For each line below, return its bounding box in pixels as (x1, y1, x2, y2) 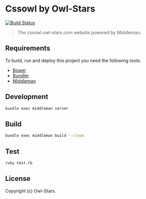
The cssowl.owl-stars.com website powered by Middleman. (17, 29, 141, 35)
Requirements (5, 44, 50, 53)
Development (5, 93, 49, 101)
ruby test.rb (5, 160, 33, 165)
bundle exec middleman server (5, 106, 69, 111)
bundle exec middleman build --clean (5, 133, 85, 139)
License (5, 174, 31, 183)
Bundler (12, 73, 29, 79)
